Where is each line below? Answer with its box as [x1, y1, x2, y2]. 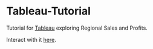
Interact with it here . [6, 36, 56, 43]
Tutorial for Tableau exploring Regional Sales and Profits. [6, 24, 148, 31]
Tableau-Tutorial [6, 4, 91, 18]
